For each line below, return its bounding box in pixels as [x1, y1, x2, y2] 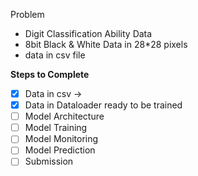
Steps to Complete [10, 69, 90, 80]
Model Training [24, 122, 88, 134]
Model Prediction [24, 144, 96, 156]
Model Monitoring [24, 133, 99, 145]
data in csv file [24, 49, 86, 61]
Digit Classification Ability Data [24, 28, 153, 39]
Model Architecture [24, 110, 105, 123]
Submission [24, 155, 74, 168]
